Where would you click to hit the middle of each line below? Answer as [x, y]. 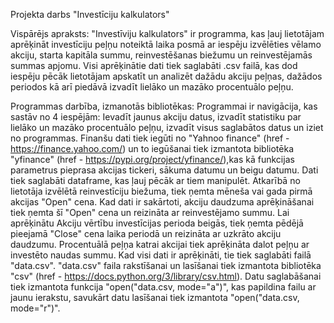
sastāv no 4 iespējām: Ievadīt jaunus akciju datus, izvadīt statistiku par [156, 117]
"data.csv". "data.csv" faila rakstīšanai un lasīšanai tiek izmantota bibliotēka [166, 265]
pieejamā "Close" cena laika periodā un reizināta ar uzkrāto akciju [146, 233]
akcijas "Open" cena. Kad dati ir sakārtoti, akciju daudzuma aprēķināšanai [162, 202]
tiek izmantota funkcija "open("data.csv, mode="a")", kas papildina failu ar [163, 287]
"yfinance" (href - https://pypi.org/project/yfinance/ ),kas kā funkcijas [152, 159]
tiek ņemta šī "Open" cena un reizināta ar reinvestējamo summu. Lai [150, 212]
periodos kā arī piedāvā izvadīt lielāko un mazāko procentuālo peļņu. [152, 87]
